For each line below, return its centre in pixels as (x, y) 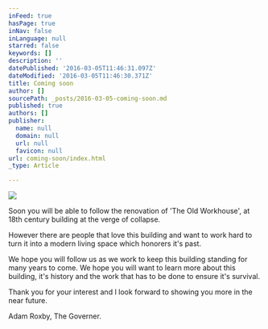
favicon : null (39, 151)
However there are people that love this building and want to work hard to (130, 235)
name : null (34, 128)
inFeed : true (30, 16)
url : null (32, 143)
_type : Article (34, 166)
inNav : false (30, 31)
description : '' (35, 61)
